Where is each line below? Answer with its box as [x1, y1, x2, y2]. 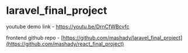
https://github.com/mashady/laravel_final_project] [62, 34, 183, 41]
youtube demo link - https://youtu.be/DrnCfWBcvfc [6, 23, 130, 30]
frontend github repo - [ [6, 34, 63, 41]
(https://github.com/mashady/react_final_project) [6, 40, 124, 47]
